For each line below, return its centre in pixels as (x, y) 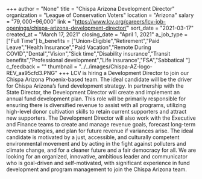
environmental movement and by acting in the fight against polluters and (96, 144)
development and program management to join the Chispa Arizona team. (96, 169)
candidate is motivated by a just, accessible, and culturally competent (93, 137)
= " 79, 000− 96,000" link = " (41, 21)
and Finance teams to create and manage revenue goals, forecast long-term (101, 124)
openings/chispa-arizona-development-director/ (67, 28)
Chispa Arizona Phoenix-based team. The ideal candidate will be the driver (99, 79)
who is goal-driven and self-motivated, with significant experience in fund (98, 163)
